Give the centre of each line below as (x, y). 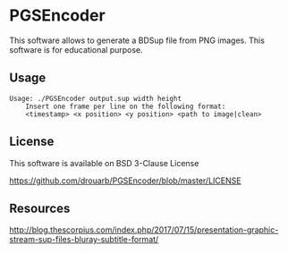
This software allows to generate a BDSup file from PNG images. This (137, 40)
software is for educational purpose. (76, 49)
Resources (40, 208)
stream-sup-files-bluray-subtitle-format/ (84, 240)
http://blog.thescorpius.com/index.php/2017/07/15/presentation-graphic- (144, 230)
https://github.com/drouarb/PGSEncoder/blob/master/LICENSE (125, 181)
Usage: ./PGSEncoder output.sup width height (95, 98)
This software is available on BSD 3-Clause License (104, 163)
